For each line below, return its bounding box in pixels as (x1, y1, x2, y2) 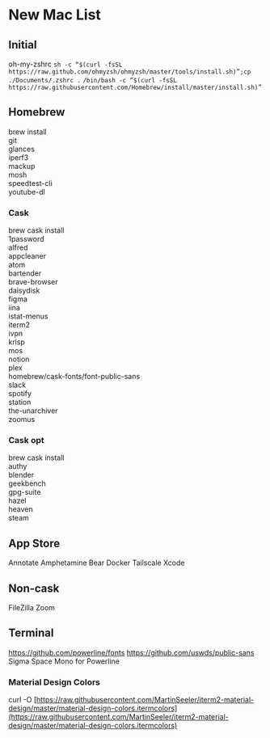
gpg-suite (8, 487, 41, 497)
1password (8, 234, 44, 244)
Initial (8, 38, 37, 52)
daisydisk (8, 285, 40, 296)
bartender (8, 268, 42, 278)
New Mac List (8, 6, 101, 24)
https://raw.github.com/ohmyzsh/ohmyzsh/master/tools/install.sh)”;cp (8, 68, 251, 76)
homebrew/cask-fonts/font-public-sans (8, 372, 141, 382)
